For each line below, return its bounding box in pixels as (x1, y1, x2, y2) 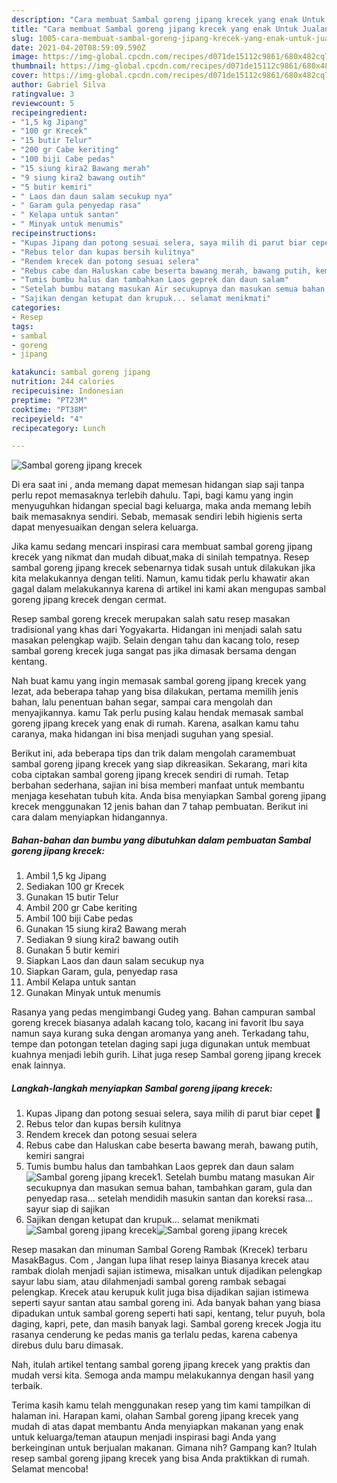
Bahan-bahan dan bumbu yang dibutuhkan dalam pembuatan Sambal (11, 834, 312, 846)
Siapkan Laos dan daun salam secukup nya (25, 955, 205, 967)
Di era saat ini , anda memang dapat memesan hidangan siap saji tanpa (11, 479, 305, 491)
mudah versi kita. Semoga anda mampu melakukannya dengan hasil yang (11, 1369, 314, 1381)
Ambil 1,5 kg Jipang (25, 870, 107, 882)
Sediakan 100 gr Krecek (25, 881, 125, 893)
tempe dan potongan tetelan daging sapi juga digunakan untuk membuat (11, 1038, 311, 1050)
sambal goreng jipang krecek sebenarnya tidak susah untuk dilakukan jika (11, 562, 316, 574)
